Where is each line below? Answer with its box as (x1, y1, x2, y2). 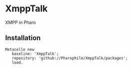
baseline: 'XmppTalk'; (11, 51, 59, 56)
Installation (5, 34, 41, 42)
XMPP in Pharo (5, 19, 36, 25)
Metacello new (5, 47, 35, 52)
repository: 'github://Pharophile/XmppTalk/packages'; (11, 56, 128, 61)
